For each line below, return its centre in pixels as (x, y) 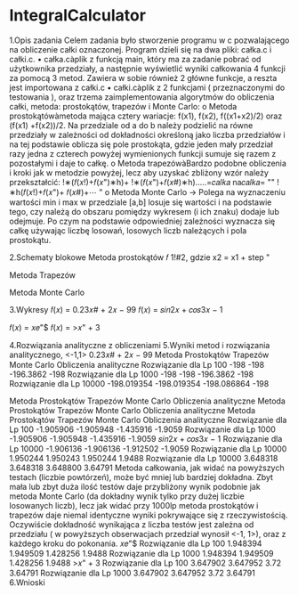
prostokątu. (30, 240)
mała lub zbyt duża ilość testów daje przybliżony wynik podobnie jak (135, 486)
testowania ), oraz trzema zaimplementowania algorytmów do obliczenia (142, 97)
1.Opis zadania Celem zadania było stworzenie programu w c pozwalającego (149, 40)
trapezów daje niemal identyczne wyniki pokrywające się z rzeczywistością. (149, 515)
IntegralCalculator (78, 16)
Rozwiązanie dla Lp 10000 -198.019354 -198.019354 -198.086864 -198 (139, 383)
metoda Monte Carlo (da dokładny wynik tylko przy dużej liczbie (127, 496)
